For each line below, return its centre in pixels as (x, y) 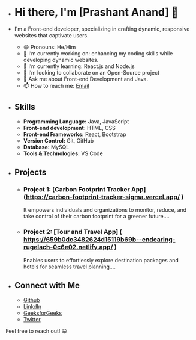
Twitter (32, 319)
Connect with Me (47, 286)
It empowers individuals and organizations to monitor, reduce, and (105, 210)
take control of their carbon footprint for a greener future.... (97, 217)
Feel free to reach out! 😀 (36, 331)
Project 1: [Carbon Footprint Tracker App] (85, 190)
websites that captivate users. (51, 35)
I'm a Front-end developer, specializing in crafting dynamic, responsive (102, 29)
